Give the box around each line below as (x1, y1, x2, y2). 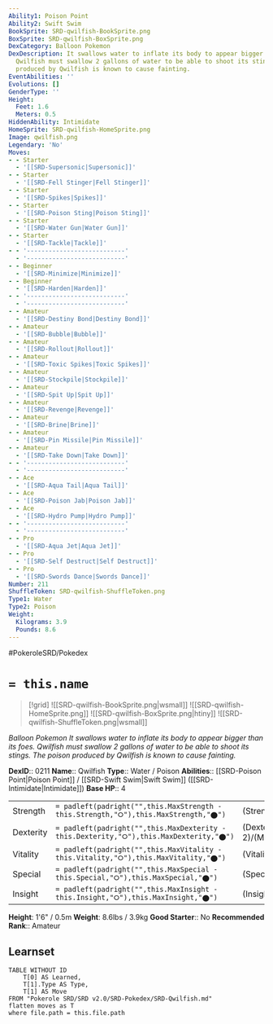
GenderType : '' (8, 87, 60, 96)
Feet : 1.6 (15, 103, 49, 111)
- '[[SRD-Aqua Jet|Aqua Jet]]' (15, 543, 122, 551)
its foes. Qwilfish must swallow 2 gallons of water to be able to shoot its (8, 742, 249, 752)
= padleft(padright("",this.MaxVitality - (55, 845, 222, 855)
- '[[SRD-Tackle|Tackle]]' (15, 240, 107, 248)
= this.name (8, 676, 89, 692)
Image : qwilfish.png (8, 133, 79, 141)
